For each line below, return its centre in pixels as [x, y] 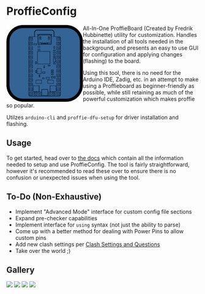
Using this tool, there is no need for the [132, 72]
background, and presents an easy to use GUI [141, 48]
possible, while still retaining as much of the [138, 92]
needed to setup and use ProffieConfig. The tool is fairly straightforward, [98, 164]
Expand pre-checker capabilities [56, 218]
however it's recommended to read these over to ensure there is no [91, 171]
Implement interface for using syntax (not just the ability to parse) [98, 225]
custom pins [31, 238]
